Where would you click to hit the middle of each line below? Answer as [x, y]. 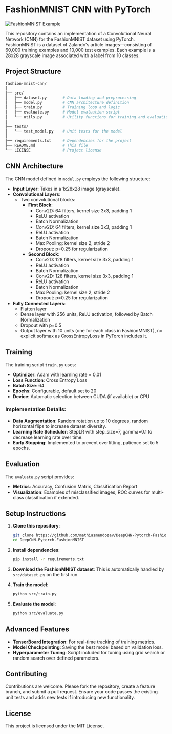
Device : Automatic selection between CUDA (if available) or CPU [81, 396]
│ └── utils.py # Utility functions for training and [75, 117]
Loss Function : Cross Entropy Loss [50, 380]
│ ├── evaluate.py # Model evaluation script [63, 112]
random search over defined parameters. [56, 658]
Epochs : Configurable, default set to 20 [55, 391]
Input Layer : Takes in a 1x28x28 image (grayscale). [67, 189]
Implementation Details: [36, 409]
